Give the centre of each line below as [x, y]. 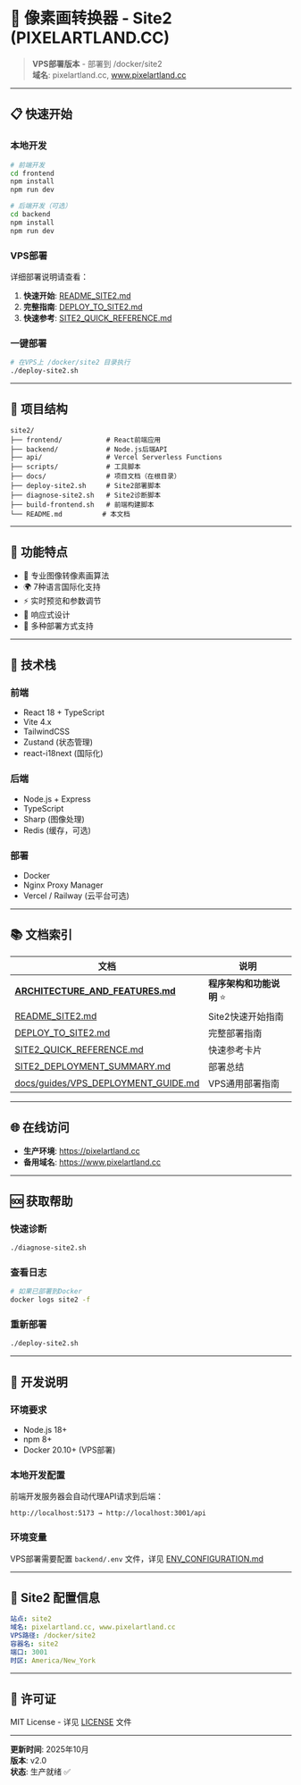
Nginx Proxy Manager [63, 885]
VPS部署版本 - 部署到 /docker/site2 [97, 63]
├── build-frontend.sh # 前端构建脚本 [82, 505]
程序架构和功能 [239, 983]
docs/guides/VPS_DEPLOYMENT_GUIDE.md [107, 1082]
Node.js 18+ [45, 1429]
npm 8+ [38, 1439]
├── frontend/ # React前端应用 [86, 440]
